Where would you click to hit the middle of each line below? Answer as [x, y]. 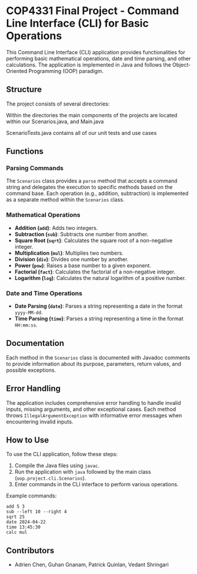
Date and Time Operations [44, 293]
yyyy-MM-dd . [29, 312]
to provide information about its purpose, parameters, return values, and [94, 364]
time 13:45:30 [24, 527]
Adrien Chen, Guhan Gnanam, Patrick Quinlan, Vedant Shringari [91, 565]
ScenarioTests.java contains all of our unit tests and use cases [81, 133]
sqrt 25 [16, 517]
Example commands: [31, 496]
